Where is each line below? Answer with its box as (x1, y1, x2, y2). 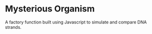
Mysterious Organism (5, 3, 95, 14)
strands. (5, 24, 22, 30)
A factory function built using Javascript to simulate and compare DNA (5, 19, 147, 25)
